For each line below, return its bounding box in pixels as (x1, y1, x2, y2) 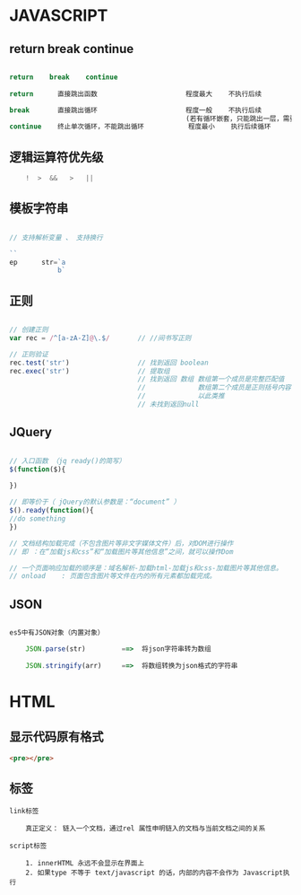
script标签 (9, 841, 47, 851)
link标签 (9, 807, 39, 816)
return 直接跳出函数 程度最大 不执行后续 (9, 89, 262, 99)
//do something (9, 514, 66, 523)
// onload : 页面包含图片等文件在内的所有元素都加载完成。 (9, 572, 217, 581)
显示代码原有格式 (9, 729, 104, 745)
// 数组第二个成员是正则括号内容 (137, 383, 291, 392)
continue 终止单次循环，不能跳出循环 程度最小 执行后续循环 (9, 122, 271, 131)
